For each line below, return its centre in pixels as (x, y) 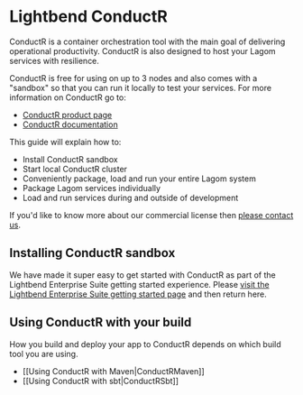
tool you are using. (44, 354)
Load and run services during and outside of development (130, 197)
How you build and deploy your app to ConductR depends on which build (145, 344)
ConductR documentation (70, 124)
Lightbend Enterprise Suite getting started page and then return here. (138, 294)
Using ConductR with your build (101, 322)
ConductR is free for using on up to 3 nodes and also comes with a (133, 78)
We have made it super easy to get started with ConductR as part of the (143, 275)
